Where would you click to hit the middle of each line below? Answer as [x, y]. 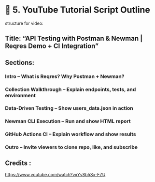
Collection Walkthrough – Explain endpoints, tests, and [70, 89]
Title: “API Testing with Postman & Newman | [74, 38]
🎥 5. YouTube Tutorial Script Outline [78, 10]
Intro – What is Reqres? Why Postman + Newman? [65, 76]
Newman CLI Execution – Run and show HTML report [68, 121]
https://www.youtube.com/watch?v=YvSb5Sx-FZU [55, 175]
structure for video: [24, 23]
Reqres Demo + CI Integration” [52, 46]
